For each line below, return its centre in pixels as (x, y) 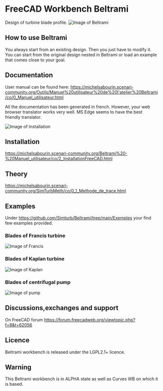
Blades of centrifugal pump (38, 282)
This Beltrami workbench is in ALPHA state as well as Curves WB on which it (81, 379)
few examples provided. (29, 223)
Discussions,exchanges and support (62, 308)
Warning (18, 367)
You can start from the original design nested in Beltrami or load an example (81, 55)
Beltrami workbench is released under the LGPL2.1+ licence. (65, 352)
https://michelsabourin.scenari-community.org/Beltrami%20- (66, 153)
